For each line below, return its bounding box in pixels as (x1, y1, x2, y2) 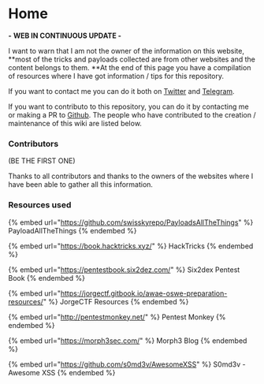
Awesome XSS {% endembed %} (8, 367, 116, 377)
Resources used (8, 199, 72, 211)
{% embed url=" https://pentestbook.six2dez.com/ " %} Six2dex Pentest (8, 265, 240, 274)
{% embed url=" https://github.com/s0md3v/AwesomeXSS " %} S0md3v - (8, 360, 246, 369)
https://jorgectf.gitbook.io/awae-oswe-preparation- (60, 289, 228, 298)
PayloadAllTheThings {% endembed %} (8, 226, 137, 235)
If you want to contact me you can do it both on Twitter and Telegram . (8, 86, 235, 95)
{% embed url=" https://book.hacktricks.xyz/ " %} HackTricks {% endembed (8, 241, 254, 251)
